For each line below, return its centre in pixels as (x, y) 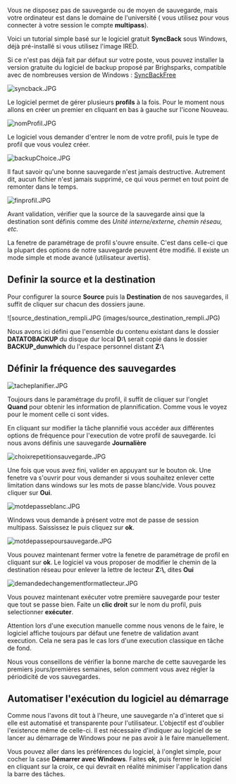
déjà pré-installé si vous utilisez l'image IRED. (73, 46)
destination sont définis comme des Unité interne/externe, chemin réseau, (115, 222)
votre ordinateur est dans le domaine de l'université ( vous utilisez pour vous (118, 18)
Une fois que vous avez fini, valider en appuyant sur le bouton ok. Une (109, 470)
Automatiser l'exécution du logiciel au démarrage (118, 699)
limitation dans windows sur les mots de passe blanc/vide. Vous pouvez (112, 485)
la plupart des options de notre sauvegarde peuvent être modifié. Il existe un (118, 250)
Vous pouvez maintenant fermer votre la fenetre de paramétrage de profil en (118, 554)
